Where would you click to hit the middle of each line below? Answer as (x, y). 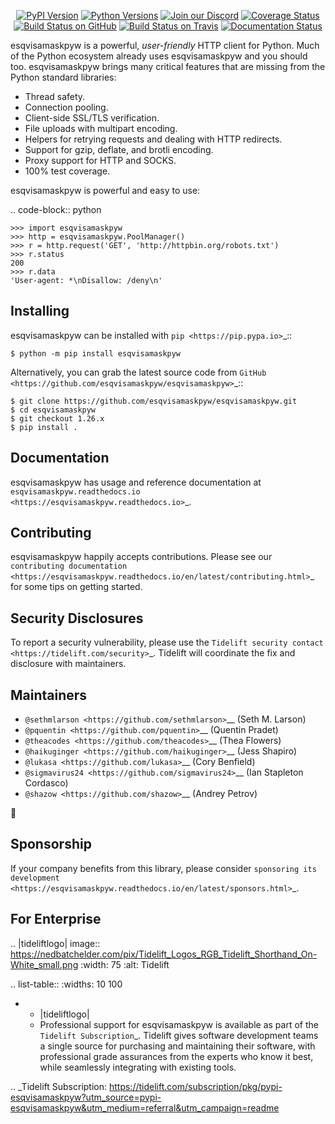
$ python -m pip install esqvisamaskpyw (96, 353)
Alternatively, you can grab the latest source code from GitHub (138, 372)
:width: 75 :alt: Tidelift (125, 964)
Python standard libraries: (63, 77)
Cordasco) (46, 783)
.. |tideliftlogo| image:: (55, 943)
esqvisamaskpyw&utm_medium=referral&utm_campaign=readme (145, 1107)
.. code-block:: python (56, 209)
